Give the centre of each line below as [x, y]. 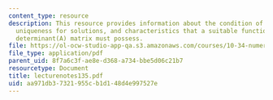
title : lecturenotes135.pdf [56, 76]
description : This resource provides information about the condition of [136, 23]
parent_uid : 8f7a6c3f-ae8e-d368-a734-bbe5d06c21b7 [96, 61]
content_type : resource [49, 16]
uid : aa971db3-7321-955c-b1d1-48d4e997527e [83, 83]
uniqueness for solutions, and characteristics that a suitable [127, 31]
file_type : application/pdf [56, 53]
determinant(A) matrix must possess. [80, 38]
